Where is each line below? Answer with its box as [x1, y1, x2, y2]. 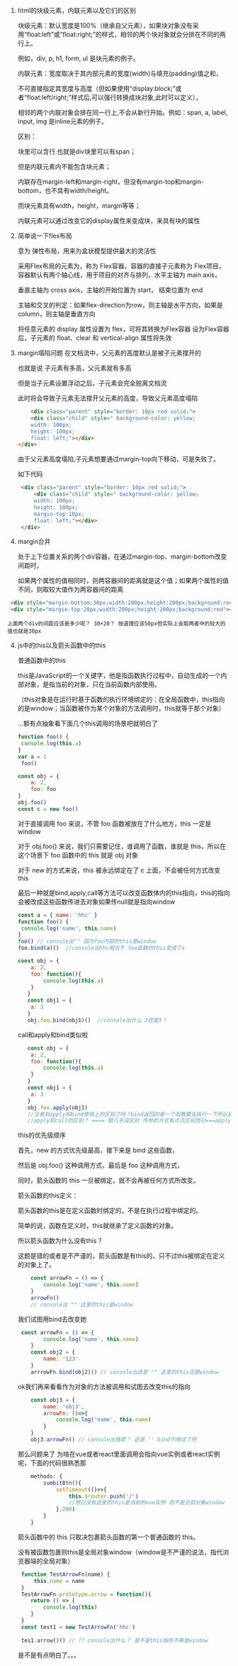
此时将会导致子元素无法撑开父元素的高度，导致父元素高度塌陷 [17, 394, 198, 402]
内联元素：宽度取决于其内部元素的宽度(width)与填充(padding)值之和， [17, 70, 222, 77]
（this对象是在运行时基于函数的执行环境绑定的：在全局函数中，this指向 [17, 695, 225, 704]
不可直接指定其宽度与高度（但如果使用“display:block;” [17, 84, 176, 92]
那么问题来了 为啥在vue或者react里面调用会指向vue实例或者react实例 [17, 1449, 220, 1458]
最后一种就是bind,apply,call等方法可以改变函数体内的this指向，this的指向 [17, 888, 230, 897]
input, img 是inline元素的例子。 [17, 117, 108, 126]
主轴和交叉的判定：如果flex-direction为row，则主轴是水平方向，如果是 [17, 301, 223, 309]
